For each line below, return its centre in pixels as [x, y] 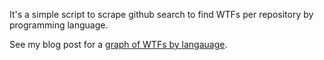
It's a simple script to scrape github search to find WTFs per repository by [161, 14]
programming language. [59, 25]
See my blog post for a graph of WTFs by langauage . [118, 44]
